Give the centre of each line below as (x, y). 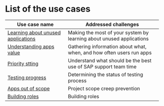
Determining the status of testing (105, 74)
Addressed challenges (112, 24)
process (77, 80)
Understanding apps (31, 46)
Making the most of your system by (108, 33)
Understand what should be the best (110, 60)
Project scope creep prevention (104, 88)
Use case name (35, 24)
